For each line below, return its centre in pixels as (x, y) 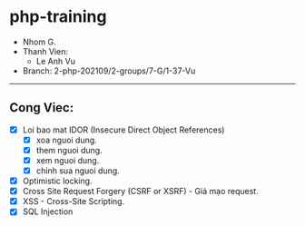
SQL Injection (48, 211)
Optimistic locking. (57, 181)
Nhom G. (39, 42)
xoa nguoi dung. (66, 140)
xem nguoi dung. (68, 160)
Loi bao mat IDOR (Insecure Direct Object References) (123, 130)
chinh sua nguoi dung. (78, 171)
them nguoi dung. (69, 150)
